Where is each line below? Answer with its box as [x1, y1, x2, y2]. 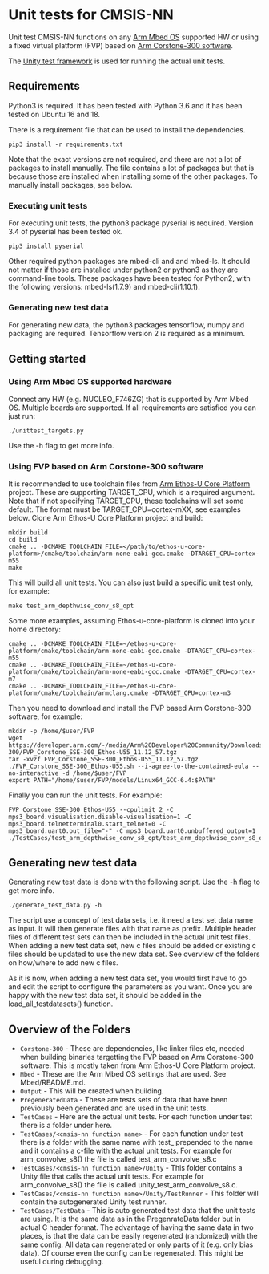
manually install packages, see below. [8, 180, 134, 189]
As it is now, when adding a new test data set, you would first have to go [8, 973, 247, 984]
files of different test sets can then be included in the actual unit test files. [8, 932, 251, 942]
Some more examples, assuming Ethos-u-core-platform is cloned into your [8, 616, 255, 626]
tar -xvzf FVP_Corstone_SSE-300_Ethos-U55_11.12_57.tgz [8, 756, 199, 764]
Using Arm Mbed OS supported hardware [8, 375, 172, 387]
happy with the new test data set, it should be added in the [8, 991, 202, 1000]
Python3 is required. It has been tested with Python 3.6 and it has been [8, 100, 243, 110]
